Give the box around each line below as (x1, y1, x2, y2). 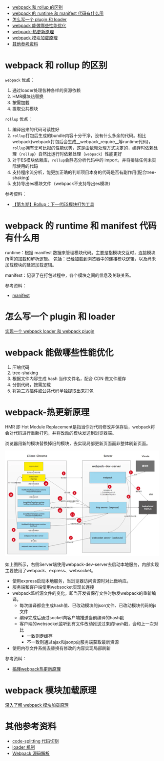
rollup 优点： (5, 116, 33, 122)
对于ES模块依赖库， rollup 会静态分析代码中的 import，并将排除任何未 (12, 157, 152, 163)
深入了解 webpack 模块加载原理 (5, 702, 69, 708)
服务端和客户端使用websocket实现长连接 (12, 584, 94, 590)
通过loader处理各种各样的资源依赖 (12, 87, 81, 93)
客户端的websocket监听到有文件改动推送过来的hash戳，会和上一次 (19, 621, 154, 627)
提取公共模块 (12, 106, 38, 112)
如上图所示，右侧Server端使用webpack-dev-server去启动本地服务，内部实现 (5, 561, 159, 567)
